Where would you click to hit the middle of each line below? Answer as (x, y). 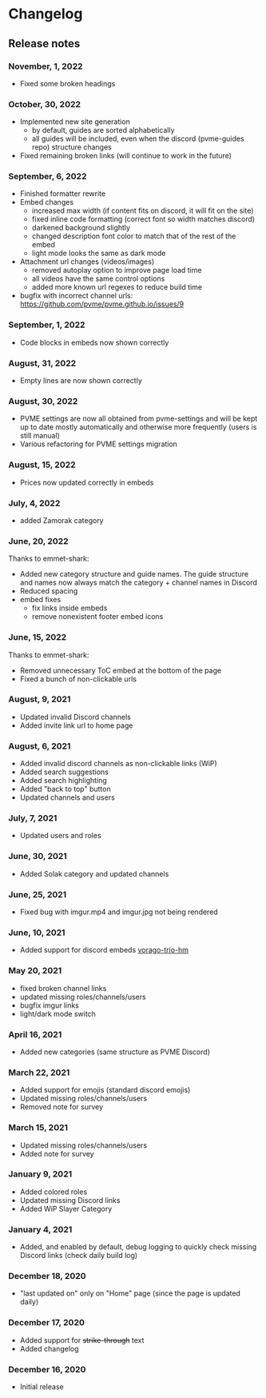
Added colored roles (54, 1192)
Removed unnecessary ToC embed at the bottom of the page (121, 670)
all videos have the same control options (98, 279)
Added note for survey (57, 1153)
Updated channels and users (67, 797)
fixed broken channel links (63, 988)
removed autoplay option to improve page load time (117, 270)
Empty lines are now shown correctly (81, 381)
